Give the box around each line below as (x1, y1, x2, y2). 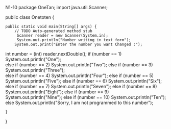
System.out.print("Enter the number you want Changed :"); (14, 42, 143, 47)
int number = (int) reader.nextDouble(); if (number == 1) (5, 51, 122, 57)
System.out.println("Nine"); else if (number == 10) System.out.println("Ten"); (5, 94, 166, 100)
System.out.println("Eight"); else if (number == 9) (5, 89, 109, 95)
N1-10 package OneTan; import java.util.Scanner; (5, 5, 108, 10)
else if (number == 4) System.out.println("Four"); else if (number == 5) (5, 72, 154, 79)
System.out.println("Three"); (5, 67, 65, 73)
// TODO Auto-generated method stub (14, 29, 93, 34)
